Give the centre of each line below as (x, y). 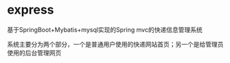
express (31, 10)
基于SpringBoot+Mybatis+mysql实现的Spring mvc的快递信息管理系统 (105, 29)
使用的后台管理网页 (34, 53)
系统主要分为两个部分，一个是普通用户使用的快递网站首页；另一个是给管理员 (115, 44)
